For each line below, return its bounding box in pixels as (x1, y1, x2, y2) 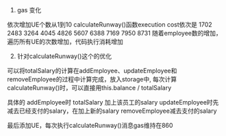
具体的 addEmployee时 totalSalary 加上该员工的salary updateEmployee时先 (7, 98, 219, 106)
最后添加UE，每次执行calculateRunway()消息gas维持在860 (7, 122, 173, 129)
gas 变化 (16, 6, 42, 14)
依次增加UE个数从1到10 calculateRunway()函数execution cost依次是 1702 (7, 21, 212, 29)
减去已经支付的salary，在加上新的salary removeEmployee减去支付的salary (7, 107, 217, 115)
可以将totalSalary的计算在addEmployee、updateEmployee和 (7, 67, 177, 74)
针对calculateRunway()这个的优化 (16, 52, 112, 60)
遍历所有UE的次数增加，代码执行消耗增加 (7, 38, 123, 46)
